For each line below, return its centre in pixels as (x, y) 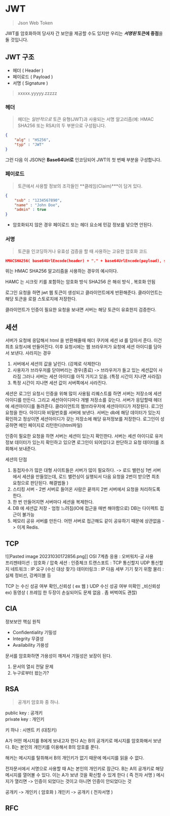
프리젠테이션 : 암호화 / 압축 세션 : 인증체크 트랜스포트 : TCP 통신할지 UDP (78, 563)
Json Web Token (35, 23)
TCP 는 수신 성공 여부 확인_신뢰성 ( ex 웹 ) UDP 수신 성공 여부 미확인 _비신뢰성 (83, 586)
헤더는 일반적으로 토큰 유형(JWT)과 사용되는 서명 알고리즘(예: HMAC (86, 119)
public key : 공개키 (24, 713)
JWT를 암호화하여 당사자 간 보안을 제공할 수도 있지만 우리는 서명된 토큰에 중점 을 (84, 33)
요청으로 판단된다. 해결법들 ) (40, 483)
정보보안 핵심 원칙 (23, 621)
